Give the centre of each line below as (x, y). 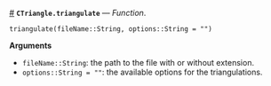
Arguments (31, 45)
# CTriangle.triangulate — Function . (78, 13)
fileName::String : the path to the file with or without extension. (138, 63)
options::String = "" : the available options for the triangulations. (142, 72)
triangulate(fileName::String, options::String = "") (111, 29)
